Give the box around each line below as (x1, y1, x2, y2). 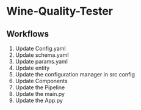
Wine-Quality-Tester (6, 4, 113, 18)
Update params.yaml (15, 58, 68, 65)
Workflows (6, 29, 49, 39)
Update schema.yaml (15, 51, 69, 59)
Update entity (15, 64, 50, 71)
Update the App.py (15, 97, 63, 104)
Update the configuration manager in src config (15, 71, 136, 78)
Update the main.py (15, 90, 65, 97)
